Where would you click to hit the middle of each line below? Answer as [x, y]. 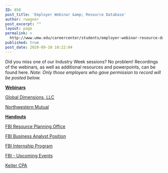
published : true [22, 43]
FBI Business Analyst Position [36, 136]
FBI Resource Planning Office [35, 126]
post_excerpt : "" [23, 24]
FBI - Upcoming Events [29, 155]
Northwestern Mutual [27, 107]
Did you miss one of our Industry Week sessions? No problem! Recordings [82, 61]
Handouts [16, 117]
